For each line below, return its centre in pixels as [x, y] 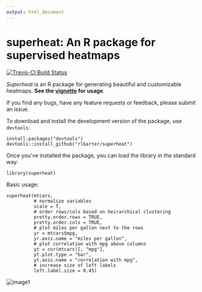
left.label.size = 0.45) [65, 271]
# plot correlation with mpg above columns [90, 244]
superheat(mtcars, [30, 196]
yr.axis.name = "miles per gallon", [80, 238]
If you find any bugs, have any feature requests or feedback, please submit [101, 102]
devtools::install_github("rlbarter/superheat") [69, 144]
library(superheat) [31, 173]
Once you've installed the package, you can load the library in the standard [101, 155]
